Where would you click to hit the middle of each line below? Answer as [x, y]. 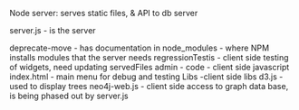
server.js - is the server [53, 30]
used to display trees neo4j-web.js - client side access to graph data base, [149, 86]
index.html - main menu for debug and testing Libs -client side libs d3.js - [146, 77]
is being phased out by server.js [69, 96]
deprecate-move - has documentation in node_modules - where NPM [140, 48]
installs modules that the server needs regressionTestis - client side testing [149, 57]
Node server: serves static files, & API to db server [104, 13]
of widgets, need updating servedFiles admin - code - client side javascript [149, 67]
